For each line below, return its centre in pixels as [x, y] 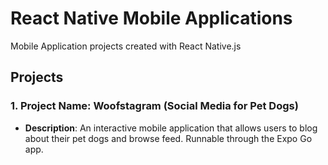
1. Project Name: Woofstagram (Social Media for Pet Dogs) [154, 106]
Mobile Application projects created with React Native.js [126, 46]
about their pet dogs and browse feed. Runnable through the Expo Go [168, 138]
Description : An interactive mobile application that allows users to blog [171, 128]
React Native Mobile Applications [151, 18]
